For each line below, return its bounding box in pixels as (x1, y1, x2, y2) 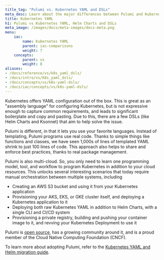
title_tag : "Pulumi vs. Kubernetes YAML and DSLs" (5, 7, 110, 12)
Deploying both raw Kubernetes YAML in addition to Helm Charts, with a (12, 204, 157, 210)
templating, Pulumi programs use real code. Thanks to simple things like (5, 133, 150, 139)
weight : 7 (22, 48, 42, 53)
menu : (5, 30, 16, 35)
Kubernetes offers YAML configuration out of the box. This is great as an (5, 98, 151, 104)
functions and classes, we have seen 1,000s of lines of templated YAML (5, 138, 150, 144)
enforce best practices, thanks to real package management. (5, 149, 128, 154)
